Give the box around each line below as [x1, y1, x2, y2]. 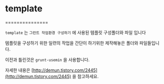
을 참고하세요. [72, 73, 99, 79]
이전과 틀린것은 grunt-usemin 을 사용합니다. [5, 56, 90, 62]
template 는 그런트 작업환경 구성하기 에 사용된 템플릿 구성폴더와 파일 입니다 [5, 29, 146, 35]
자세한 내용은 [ [5, 67, 34, 73]
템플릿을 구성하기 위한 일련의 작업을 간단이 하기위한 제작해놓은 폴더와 [5, 40, 138, 46]
